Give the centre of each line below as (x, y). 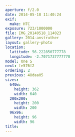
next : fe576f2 (20, 66)
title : (12, 126)
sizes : (12, 80)
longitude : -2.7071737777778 (40, 56)
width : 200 (25, 108)
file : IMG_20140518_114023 (33, 33)
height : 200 (26, 103)
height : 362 (26, 89)
